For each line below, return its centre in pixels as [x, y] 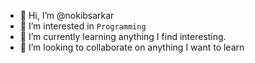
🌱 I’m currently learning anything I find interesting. [123, 36]
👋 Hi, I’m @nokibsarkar [67, 15]
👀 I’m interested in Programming [83, 26]
